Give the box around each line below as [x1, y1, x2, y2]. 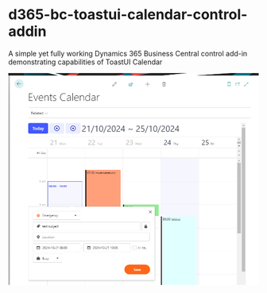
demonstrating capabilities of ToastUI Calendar [8, 57, 163, 67]
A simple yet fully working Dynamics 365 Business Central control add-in [8, 48, 248, 58]
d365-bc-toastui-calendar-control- [8, 6, 248, 24]
